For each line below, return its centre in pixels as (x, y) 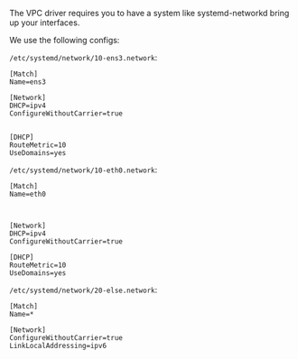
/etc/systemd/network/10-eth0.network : (84, 170)
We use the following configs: (65, 40)
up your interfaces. (45, 23)
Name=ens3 (28, 82)
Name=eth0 (28, 194)
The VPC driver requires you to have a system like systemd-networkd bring (149, 13)
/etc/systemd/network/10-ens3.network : (84, 57)
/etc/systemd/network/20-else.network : (84, 290)
